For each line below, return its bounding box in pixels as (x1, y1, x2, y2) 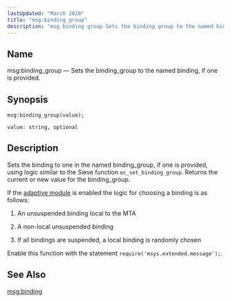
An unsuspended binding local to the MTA (16, 209, 136, 217)
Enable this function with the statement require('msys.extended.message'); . (7, 248, 223, 257)
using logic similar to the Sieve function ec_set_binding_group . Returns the (7, 167, 218, 176)
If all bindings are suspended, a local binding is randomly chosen (16, 235, 201, 244)
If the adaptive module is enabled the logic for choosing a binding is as (7, 188, 208, 196)
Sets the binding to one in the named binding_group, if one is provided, (7, 161, 208, 169)
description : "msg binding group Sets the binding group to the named (7, 23, 214, 30)
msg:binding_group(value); (7, 112, 85, 119)
